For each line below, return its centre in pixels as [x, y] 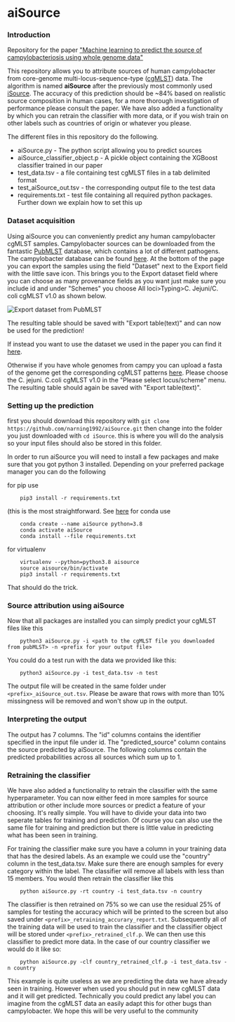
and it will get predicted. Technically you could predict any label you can [112, 996]
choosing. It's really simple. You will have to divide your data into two [107, 812]
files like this [25, 628]
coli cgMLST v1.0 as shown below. [57, 295]
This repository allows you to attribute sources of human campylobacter [112, 71]
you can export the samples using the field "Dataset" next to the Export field [117, 266]
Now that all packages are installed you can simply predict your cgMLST [112, 621]
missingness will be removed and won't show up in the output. [98, 701]
